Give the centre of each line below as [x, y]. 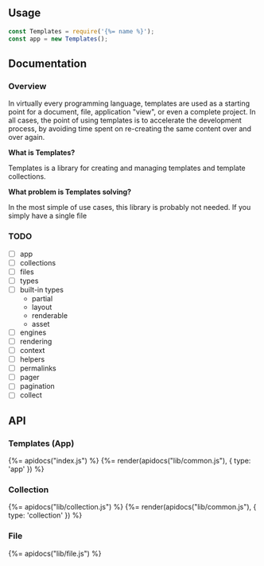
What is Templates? [42, 153]
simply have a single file [48, 216]
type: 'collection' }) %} [45, 515]
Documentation [48, 63]
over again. [27, 138]
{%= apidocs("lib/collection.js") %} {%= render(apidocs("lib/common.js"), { [132, 507]
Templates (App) [41, 443]
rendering [36, 341]
